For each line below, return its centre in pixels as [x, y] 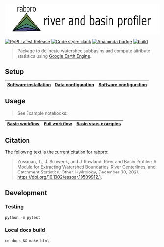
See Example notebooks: [42, 113]
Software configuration [123, 85]
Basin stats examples [98, 124]
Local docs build [25, 230]
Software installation [29, 85]
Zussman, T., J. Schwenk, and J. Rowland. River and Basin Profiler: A [87, 162]
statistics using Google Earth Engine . [54, 56]
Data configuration [75, 85]
